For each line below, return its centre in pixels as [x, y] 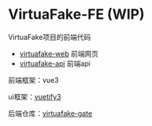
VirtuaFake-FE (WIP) [76, 14]
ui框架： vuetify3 [34, 96]
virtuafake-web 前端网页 [59, 53]
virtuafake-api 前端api [55, 63]
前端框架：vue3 [33, 80]
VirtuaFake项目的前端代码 [50, 37]
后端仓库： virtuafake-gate [50, 113]
